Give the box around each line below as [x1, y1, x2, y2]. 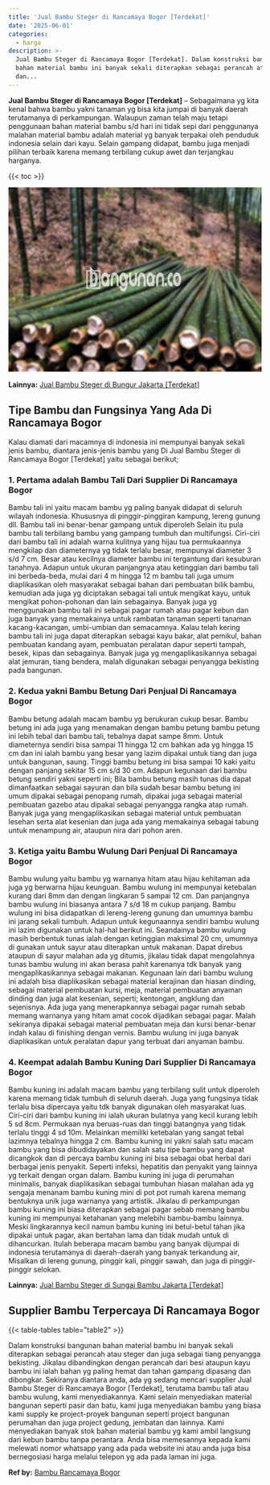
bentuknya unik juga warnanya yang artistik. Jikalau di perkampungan [8, 1197, 240, 1206]
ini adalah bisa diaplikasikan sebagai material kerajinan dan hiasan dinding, [8, 976, 256, 986]
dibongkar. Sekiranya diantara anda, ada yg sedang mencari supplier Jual [8, 1375, 252, 1385]
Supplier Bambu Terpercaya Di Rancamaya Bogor [8, 1304, 260, 1317]
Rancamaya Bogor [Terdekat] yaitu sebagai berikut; [8, 454, 179, 464]
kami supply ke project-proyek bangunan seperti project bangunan [8, 1409, 231, 1419]
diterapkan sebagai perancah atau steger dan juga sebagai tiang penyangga [8, 1350, 261, 1359]
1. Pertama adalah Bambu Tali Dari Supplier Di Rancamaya [8, 475, 238, 486]
